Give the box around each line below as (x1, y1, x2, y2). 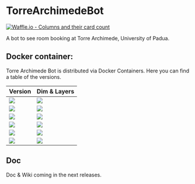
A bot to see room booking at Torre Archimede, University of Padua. (6, 34, 170, 41)
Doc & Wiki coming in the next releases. (6, 171, 102, 178)
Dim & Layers (37, 87, 75, 95)
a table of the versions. (6, 73, 61, 80)
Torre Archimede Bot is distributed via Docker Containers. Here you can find (6, 67, 190, 74)
